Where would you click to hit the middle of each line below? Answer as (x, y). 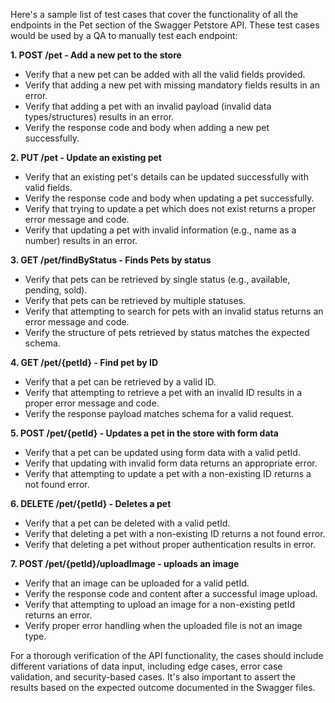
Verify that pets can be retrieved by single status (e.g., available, (157, 279)
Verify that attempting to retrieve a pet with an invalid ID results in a (163, 392)
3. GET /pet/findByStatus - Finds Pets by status (111, 260)
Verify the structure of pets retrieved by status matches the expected (167, 332)
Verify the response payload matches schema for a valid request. (159, 413)
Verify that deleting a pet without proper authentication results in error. (170, 544)
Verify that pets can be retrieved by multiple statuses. (135, 300)
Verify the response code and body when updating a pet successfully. (169, 198)
